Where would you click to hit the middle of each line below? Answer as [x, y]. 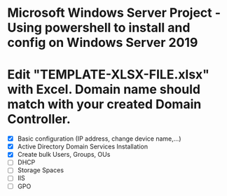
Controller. [39, 119]
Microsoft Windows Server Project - [114, 13]
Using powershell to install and [99, 28]
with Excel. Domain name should [104, 90]
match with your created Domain [104, 105]
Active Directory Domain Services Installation [83, 147]
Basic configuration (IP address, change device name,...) [99, 139]
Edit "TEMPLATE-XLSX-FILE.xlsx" [109, 75]
